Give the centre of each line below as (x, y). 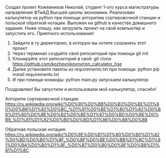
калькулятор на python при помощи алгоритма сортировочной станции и (83, 18)
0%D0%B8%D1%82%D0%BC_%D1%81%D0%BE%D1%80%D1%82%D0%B (83, 109)
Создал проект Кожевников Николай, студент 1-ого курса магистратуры (82, 7)
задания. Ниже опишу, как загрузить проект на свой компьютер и (75, 28)
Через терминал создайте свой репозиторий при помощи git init (80, 53)
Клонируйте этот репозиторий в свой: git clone (62, 59)
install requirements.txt (36, 74)
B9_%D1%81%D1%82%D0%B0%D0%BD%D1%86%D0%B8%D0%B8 (76, 120)
